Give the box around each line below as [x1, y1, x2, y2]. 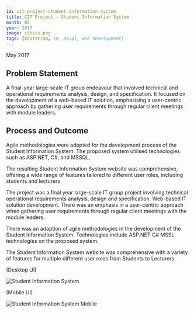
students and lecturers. [6, 178, 62, 185]
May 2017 [6, 52, 30, 58]
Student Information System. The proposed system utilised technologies [6, 147, 180, 155]
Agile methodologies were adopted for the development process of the [6, 141, 177, 148]
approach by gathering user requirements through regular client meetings [6, 103, 183, 110]
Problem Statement [6, 68, 78, 79]
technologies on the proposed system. [6, 237, 99, 244]
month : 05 [6, 19, 30, 25]
